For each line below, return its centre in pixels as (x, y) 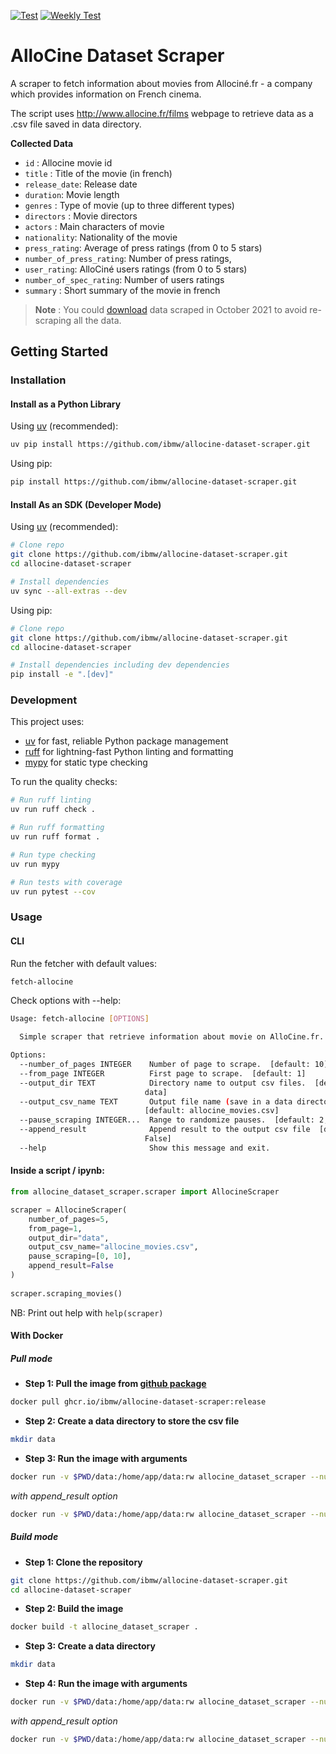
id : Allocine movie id (68, 162)
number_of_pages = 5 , (69, 1219)
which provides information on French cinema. (106, 94)
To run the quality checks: (64, 782)
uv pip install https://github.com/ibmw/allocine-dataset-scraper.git (160, 445)
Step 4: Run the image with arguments (106, 1684)
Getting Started (59, 351)
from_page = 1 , (55, 1228)
